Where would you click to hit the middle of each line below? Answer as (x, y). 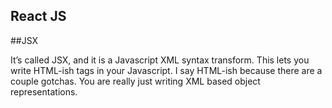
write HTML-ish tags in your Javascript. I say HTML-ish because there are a (166, 70)
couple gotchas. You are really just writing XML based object (135, 81)
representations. (44, 91)
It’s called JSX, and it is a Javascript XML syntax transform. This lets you (160, 60)
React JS (38, 16)
